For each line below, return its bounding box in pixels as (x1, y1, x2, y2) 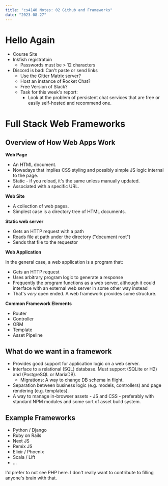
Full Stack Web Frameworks (5, 118, 126, 129)
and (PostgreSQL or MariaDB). (12, 372, 77, 378)
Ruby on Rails (12, 432, 42, 438)
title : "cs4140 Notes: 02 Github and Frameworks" (5, 7, 113, 13)
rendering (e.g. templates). (12, 388, 69, 394)
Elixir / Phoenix (12, 449, 44, 455)
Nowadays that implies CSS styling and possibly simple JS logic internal (12, 167, 164, 173)
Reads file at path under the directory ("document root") (12, 234, 131, 240)
